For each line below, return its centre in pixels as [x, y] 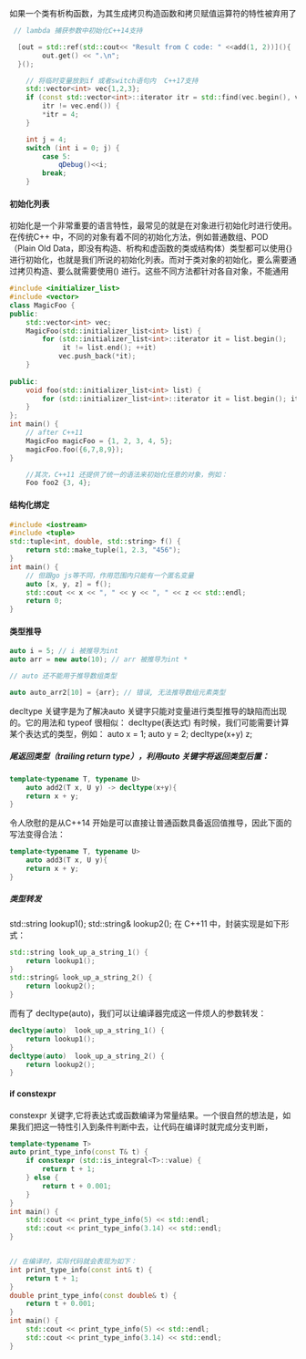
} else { [42, 1177]
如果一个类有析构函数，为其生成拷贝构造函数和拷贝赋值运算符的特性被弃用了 [153, 13]
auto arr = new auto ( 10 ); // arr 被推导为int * [99, 659]
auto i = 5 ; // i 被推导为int [64, 651]
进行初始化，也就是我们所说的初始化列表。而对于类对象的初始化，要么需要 [149, 260]
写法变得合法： [37, 835]
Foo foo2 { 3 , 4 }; [59, 483]
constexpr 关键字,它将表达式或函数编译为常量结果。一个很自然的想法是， [146, 1115]
